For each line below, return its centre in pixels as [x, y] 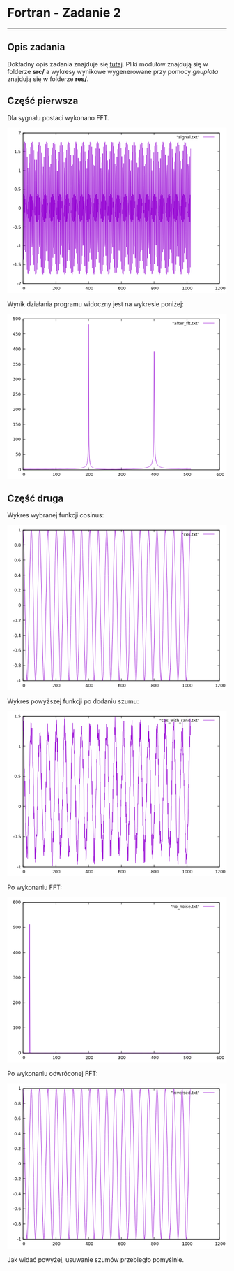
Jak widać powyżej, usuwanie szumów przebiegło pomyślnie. [96, 1260]
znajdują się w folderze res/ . [48, 79]
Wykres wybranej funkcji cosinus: [56, 515]
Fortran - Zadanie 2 [64, 13]
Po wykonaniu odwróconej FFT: [53, 1074]
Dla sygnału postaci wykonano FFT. [58, 117]
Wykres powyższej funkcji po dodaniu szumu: [73, 701]
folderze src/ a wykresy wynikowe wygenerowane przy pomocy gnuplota [113, 71]
